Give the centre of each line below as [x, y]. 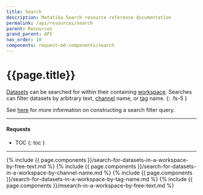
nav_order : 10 [24, 40]
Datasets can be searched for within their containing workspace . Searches [99, 91]
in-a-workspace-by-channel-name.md [54, 173]
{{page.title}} [41, 75]
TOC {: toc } [30, 143]
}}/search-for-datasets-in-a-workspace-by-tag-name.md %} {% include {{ [100, 179]
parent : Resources [29, 29]
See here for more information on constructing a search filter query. [91, 110]
